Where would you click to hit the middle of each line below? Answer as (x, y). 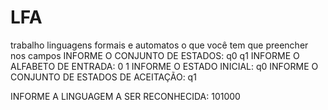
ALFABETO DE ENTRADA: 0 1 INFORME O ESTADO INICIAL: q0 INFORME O (164, 66)
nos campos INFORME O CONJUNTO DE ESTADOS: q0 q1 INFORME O (155, 55)
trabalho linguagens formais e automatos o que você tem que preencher (159, 45)
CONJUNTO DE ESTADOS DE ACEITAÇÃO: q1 (103, 77)
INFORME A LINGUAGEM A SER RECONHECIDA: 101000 (125, 96)
